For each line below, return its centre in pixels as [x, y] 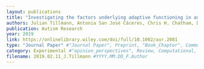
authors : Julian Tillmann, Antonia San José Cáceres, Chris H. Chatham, [100, 23]
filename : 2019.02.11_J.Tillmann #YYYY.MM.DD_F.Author [77, 56]
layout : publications [34, 12]
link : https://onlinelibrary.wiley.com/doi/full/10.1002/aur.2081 [92, 40]
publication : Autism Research [45, 28]
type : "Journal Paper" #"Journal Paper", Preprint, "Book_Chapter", [95, 46]
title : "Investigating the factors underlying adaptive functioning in [99, 17]
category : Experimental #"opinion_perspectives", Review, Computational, [102, 51]
